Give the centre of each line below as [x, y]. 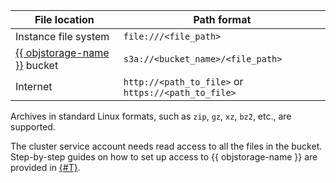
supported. [33, 127]
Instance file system [62, 36]
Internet [34, 86]
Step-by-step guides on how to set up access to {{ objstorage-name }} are [164, 157]
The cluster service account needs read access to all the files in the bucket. [166, 146]
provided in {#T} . [45, 167]
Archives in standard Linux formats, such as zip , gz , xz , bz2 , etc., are [151, 116]
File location [64, 19]
